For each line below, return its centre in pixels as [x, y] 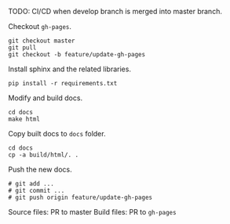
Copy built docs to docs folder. [57, 134]
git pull [22, 48]
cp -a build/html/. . [44, 155]
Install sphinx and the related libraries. [70, 69]
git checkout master [42, 41]
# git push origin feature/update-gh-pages [80, 197]
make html [24, 119]
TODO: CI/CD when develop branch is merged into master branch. [115, 11]
